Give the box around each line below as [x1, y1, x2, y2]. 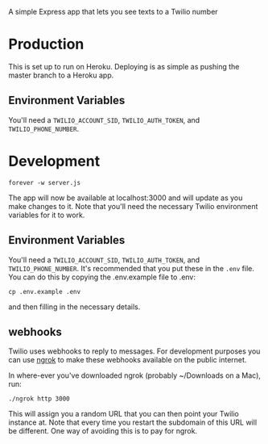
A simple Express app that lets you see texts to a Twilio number [8, 7, 219, 16]
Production [8, 36, 85, 53]
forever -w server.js [8, 178, 81, 186]
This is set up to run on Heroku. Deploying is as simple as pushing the [8, 61, 240, 71]
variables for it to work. [8, 210, 85, 220]
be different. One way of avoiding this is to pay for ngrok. [8, 426, 198, 436]
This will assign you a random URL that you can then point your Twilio [8, 409, 239, 419]
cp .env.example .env [8, 287, 81, 295]
